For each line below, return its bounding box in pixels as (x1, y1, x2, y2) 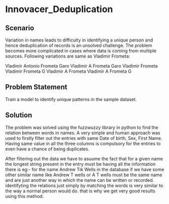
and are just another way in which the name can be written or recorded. (5, 177, 154, 183)
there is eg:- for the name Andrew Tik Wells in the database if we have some (5, 166, 164, 172)
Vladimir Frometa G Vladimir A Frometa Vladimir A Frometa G (5, 68, 132, 74)
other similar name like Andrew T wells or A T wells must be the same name (5, 172, 162, 178)
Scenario (5, 24, 34, 32)
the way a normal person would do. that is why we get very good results (5, 188, 155, 194)
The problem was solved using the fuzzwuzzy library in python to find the (5, 124, 159, 130)
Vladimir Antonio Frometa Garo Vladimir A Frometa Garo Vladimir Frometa (5, 63, 158, 69)
